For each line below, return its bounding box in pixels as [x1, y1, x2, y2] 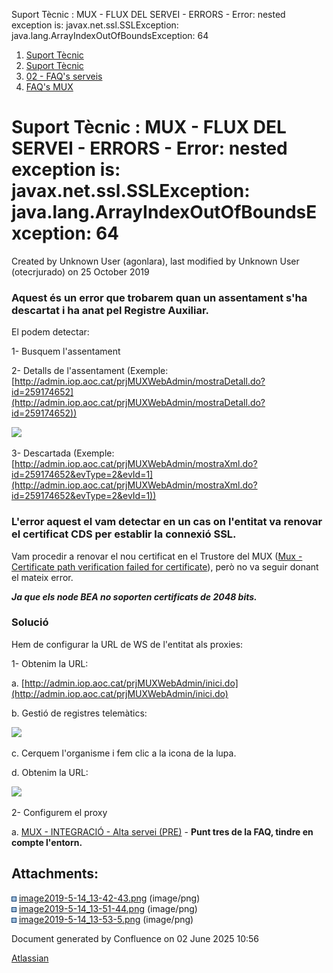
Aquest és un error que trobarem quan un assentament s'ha [11, 290, 308, 304]
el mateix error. [11, 571, 74, 583]
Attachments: [11, 865, 99, 883]
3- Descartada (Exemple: [11, 447, 115, 459]
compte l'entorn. [11, 836, 83, 848]
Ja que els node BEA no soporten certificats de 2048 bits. [11, 590, 258, 603]
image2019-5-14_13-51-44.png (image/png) [18, 902, 198, 914]
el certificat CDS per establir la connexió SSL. [11, 527, 237, 541]
